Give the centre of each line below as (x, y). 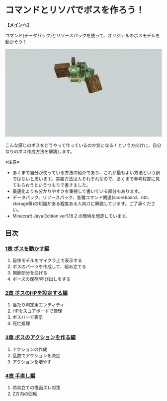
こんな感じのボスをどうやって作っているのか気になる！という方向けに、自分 (83, 145)
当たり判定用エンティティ (38, 305)
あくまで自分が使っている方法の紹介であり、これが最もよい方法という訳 (86, 173)
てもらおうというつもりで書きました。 (51, 185)
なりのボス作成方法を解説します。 (40, 151)
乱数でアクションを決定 (36, 355)
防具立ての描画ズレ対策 (36, 388)
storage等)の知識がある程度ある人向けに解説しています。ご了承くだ (82, 203)
